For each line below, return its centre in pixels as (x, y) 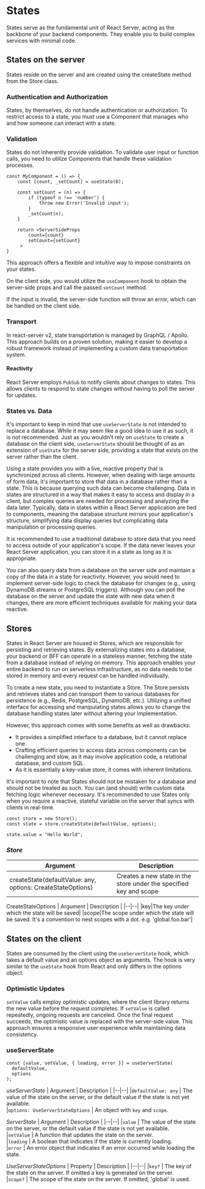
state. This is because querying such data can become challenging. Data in (101, 488)
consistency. (22, 1034)
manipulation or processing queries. (52, 527)
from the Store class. (33, 81)
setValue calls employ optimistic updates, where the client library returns (98, 1002)
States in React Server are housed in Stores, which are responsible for (95, 643)
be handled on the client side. (44, 306)
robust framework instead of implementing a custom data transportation (97, 348)
